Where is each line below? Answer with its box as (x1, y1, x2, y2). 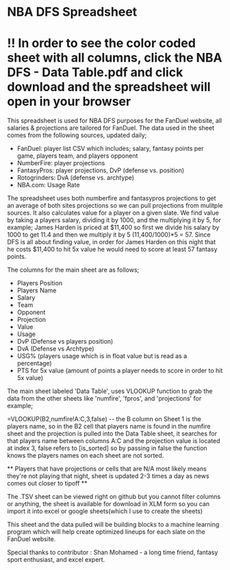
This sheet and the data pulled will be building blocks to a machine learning (7, 521, 220, 529)
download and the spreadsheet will (7, 80, 211, 95)
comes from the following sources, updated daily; (7, 131, 147, 139)
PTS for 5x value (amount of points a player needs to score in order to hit (16, 366, 223, 375)
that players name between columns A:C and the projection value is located (7, 437, 220, 445)
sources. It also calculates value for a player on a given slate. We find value (7, 209, 219, 217)
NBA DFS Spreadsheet (7, 4, 138, 20)
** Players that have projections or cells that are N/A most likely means (7, 464, 207, 473)
